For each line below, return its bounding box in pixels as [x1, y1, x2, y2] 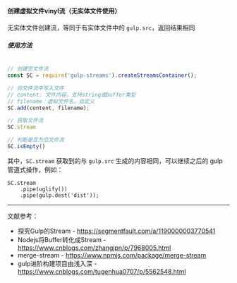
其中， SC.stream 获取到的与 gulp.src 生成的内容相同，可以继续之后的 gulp [7, 156, 224, 165]
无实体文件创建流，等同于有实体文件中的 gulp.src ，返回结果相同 [7, 23, 195, 32]
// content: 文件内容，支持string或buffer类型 [7, 91, 136, 98]
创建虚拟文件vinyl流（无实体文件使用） [7, 6, 121, 15]
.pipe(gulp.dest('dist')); [20, 191, 99, 199]
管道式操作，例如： [7, 165, 63, 174]
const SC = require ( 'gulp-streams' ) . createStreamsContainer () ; [7, 72, 197, 79]
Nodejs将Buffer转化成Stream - [17, 235, 107, 243]
